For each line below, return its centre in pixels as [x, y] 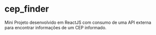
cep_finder [27, 9]
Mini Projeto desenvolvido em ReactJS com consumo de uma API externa [78, 22]
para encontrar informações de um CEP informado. [56, 27]
